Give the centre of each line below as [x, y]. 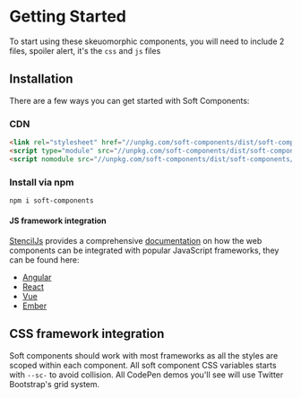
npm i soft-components [52, 200]
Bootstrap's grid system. [55, 384]
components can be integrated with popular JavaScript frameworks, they [144, 251]
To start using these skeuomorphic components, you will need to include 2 [147, 41]
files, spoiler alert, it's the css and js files [85, 50]
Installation [41, 79]
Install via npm [42, 182]
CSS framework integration [87, 334]
